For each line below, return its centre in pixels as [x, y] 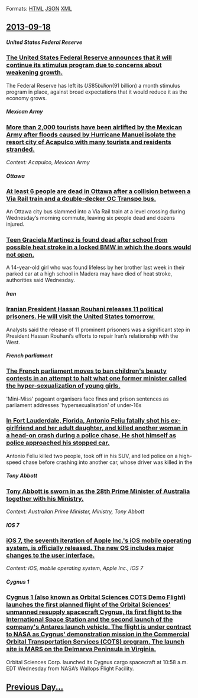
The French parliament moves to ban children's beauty [86, 371]
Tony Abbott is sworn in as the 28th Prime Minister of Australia [98, 491]
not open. [20, 254]
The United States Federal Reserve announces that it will [89, 57]
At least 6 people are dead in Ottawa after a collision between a [98, 191]
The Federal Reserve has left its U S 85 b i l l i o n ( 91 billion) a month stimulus [93, 85]
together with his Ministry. [45, 498]
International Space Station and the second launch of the [90, 620]
